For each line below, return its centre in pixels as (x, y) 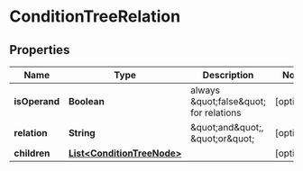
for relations (216, 112)
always (206, 90)
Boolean (87, 101)
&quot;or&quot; (223, 139)
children (32, 153)
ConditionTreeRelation (95, 17)
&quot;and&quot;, (227, 127)
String (82, 133)
